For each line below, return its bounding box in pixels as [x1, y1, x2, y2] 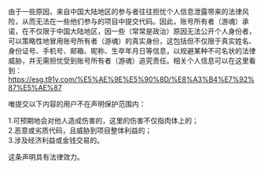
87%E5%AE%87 [8, 83, 63, 92]
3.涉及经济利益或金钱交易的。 [8, 136, 104, 145]
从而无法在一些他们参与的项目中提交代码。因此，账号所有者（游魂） [21, 17, 242, 26]
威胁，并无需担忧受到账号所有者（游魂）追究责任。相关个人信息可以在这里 [8, 56, 249, 65]
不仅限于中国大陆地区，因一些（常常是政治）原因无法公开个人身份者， [28, 27, 256, 35]
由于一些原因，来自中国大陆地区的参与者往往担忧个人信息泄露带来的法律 [8, 7, 242, 16]
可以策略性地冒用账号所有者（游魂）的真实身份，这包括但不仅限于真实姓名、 [8, 36, 256, 46]
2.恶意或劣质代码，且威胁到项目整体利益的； [8, 126, 152, 135]
